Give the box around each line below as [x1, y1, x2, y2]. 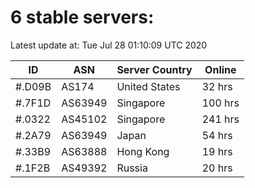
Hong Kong [116, 144, 170, 158]
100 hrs [201, 96, 240, 110]
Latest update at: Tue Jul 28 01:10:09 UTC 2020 [10, 39, 208, 51]
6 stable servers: [10, 6, 155, 29]
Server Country [116, 62, 193, 76]
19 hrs [201, 144, 233, 158]
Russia [116, 161, 148, 175]
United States [116, 79, 181, 93]
